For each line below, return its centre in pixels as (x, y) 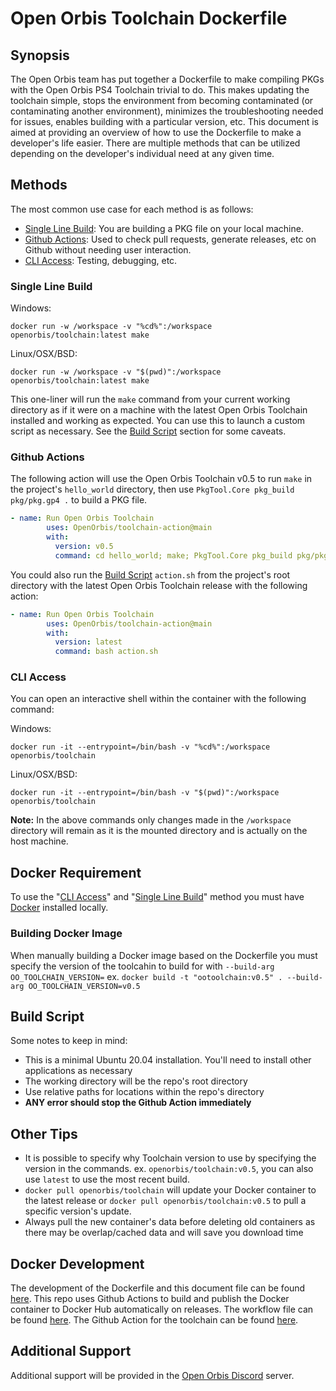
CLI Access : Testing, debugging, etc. (101, 260)
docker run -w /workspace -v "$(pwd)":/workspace (116, 372)
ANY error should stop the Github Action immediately (138, 1103)
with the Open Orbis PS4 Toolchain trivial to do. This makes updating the (160, 90)
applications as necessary (78, 1071)
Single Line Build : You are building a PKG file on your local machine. (164, 228)
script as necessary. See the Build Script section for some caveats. (148, 431)
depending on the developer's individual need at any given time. (142, 153)
